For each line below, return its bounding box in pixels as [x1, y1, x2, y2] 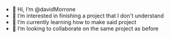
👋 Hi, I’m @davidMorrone [12, 6, 75, 13]
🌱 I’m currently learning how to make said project [12, 19, 137, 25]
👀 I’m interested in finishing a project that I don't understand [12, 12, 164, 19]
